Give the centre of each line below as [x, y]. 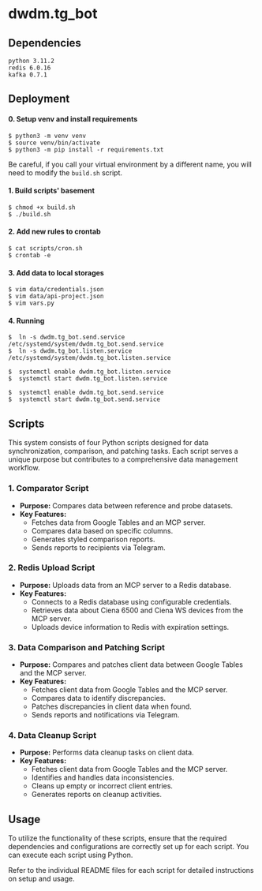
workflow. [24, 468]
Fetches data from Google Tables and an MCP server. [118, 522]
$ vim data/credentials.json [56, 290]
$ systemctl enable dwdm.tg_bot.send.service [86, 393]
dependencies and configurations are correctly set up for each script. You [129, 847]
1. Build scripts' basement [51, 191]
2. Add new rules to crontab [54, 232]
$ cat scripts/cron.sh [45, 249]
